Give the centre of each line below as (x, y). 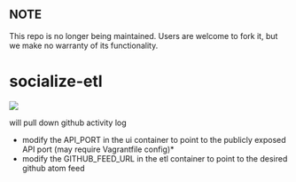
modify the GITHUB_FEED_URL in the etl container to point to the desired (155, 158)
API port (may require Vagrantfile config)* (98, 149)
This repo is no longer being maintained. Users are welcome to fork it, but (144, 36)
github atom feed (53, 168)
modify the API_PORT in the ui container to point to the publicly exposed (154, 139)
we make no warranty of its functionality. (84, 45)
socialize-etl (56, 81)
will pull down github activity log (68, 123)
